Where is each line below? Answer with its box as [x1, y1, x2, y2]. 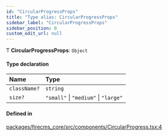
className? [9, 85, 40, 92]
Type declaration [6, 60, 49, 67]
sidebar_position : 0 [6, 25, 58, 31]
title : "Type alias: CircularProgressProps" [6, 14, 118, 20]
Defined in [6, 110, 33, 117]
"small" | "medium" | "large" [45, 93, 123, 102]
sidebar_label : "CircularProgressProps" [6, 20, 108, 25]
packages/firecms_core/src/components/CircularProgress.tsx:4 [6, 123, 162, 130]
